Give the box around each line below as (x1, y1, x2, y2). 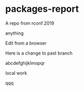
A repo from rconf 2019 (5, 20, 54, 26)
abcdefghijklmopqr (5, 60, 45, 66)
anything (5, 30, 24, 36)
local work (5, 70, 27, 76)
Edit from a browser (5, 40, 47, 46)
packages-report (5, 3, 79, 15)
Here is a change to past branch (5, 50, 73, 56)
